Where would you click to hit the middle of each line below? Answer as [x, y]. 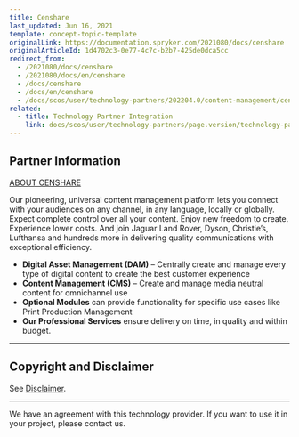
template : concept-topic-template [73, 34]
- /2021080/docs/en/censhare [71, 76]
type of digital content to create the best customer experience [136, 273]
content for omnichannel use [75, 292]
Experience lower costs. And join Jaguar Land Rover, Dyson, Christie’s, [139, 228]
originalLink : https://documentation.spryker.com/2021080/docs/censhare [147, 42]
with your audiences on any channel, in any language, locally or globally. [142, 209]
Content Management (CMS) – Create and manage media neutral [143, 283]
